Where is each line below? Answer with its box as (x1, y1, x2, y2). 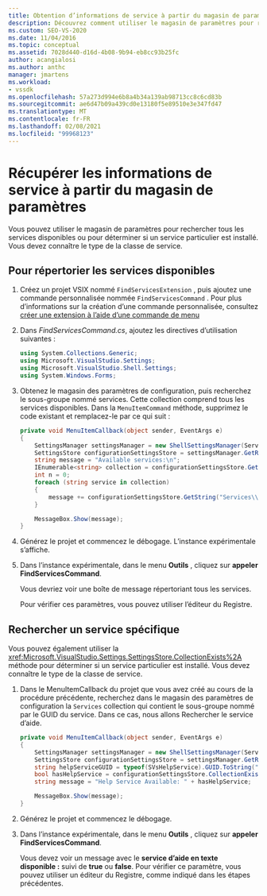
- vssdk (8, 85, 34, 94)
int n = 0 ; (34, 471, 71, 479)
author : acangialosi (8, 56, 77, 64)
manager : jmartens (8, 71, 69, 79)
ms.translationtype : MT (8, 108, 87, 116)
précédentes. (19, 879, 64, 888)
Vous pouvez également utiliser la (8, 644, 119, 654)
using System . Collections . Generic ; (19, 350, 138, 357)
